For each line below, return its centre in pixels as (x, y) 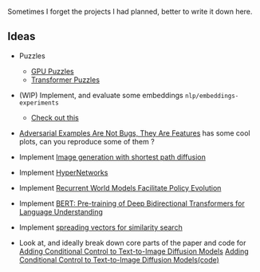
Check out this (55, 117)
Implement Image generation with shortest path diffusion (112, 157)
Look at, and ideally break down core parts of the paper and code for (132, 242)
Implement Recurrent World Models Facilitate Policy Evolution (120, 187)
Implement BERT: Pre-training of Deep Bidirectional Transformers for (132, 203)
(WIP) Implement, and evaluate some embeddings (101, 95)
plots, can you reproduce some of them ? (87, 141)
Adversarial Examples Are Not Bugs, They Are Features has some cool (134, 133)
